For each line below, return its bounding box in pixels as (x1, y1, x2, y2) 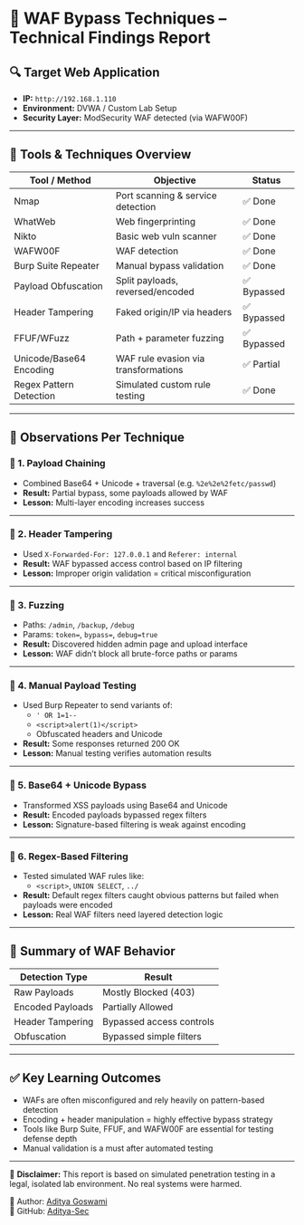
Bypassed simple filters (102, 1029, 202, 1042)
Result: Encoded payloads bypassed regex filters (22, 809, 207, 820)
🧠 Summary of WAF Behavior (9, 943, 176, 959)
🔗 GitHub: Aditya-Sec (9, 1205, 90, 1216)
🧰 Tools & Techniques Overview (9, 147, 192, 162)
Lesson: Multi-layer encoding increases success (22, 497, 205, 508)
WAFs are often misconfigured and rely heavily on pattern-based (22, 1095, 265, 1105)
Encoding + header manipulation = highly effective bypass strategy (22, 1114, 273, 1125)
